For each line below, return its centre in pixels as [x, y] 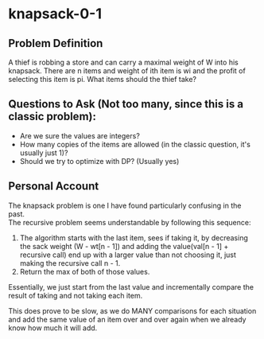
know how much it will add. [53, 328]
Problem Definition [56, 43]
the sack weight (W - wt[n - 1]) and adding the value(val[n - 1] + [124, 246]
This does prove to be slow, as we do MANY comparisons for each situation [132, 310]
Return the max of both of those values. [85, 271]
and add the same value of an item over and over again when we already [127, 319]
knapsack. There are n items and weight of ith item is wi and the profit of [127, 71]
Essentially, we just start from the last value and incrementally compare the [131, 286]
